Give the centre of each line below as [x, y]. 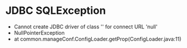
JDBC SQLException [56, 11]
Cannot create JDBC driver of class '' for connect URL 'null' [86, 27]
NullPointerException [39, 32]
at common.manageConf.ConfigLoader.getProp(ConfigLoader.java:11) [98, 39]
